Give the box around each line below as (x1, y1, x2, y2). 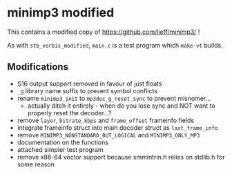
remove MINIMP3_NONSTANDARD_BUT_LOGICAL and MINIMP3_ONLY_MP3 (17, 130, 200, 139)
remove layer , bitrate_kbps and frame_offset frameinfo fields (17, 116, 195, 124)
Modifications (7, 61, 69, 73)
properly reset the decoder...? (27, 108, 112, 117)
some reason (17, 160, 55, 168)
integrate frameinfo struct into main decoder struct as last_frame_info (17, 123, 218, 132)
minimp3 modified (7, 5, 115, 21)
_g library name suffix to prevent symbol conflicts (17, 86, 157, 95)
